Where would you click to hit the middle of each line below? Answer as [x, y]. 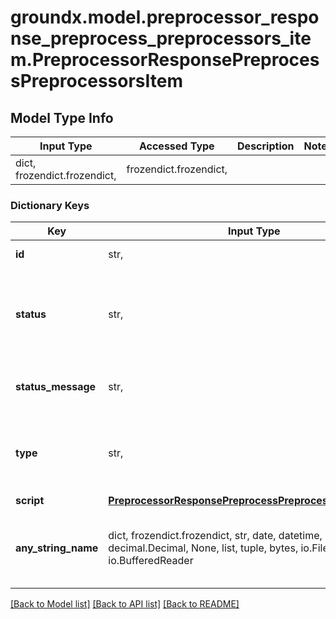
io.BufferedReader [151, 561]
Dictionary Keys [50, 205]
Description [266, 146]
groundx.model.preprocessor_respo [165, 17]
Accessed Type [176, 146]
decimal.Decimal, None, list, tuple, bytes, [203, 548]
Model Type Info [62, 117]
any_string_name [57, 548]
